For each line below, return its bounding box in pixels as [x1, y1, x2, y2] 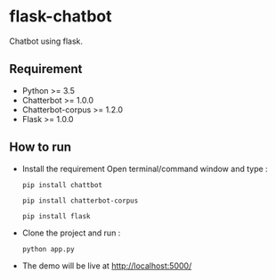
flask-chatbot [9, 6, 112, 27]
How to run [9, 140, 72, 155]
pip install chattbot [21, 180, 102, 189]
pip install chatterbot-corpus [21, 196, 139, 205]
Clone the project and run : [21, 227, 121, 238]
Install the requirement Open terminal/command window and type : [21, 163, 269, 174]
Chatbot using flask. [9, 36, 83, 46]
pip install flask [21, 211, 91, 220]
